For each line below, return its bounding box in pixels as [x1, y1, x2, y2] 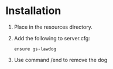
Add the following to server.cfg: [13, 34, 90, 42]
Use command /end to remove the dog [13, 56, 108, 63]
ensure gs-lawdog [13, 46, 57, 52]
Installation [5, 4, 61, 18]
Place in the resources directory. [13, 23, 93, 30]
